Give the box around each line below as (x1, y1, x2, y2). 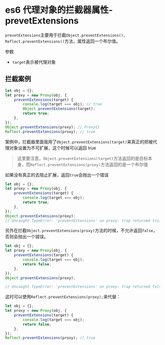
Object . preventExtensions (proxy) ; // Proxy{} (5, 125, 100, 130)
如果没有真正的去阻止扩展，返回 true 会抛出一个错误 (5, 172, 109, 178)
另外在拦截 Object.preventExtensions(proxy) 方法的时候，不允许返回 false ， (5, 228, 158, 234)
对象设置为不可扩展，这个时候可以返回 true (9, 145, 97, 151)
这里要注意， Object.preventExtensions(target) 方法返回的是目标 (17, 155, 148, 161)
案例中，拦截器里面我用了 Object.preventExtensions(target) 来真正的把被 (5, 138, 153, 145)
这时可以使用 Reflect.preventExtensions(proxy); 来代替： (5, 294, 121, 300)
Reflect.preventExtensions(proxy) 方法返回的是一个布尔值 (30, 161, 148, 167)
